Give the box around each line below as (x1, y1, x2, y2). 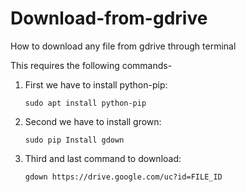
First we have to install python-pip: (24, 78, 168, 91)
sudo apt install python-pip (24, 98, 147, 108)
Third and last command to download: (24, 152, 182, 164)
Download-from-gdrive (10, 7, 208, 30)
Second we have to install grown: (24, 115, 162, 127)
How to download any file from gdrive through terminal (10, 40, 237, 52)
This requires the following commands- (10, 59, 173, 71)
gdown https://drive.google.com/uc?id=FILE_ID (24, 172, 223, 182)
